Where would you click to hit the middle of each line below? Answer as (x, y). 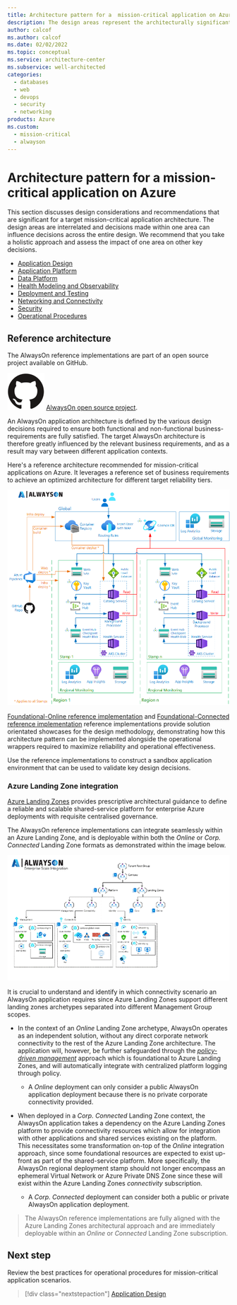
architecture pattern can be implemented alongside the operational (105, 739)
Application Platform (47, 271)
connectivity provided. (61, 1102)
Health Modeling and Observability (68, 286)
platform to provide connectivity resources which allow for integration (119, 1131)
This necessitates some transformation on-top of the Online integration (121, 1145)
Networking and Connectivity (60, 301)
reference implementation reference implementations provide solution (109, 724)
